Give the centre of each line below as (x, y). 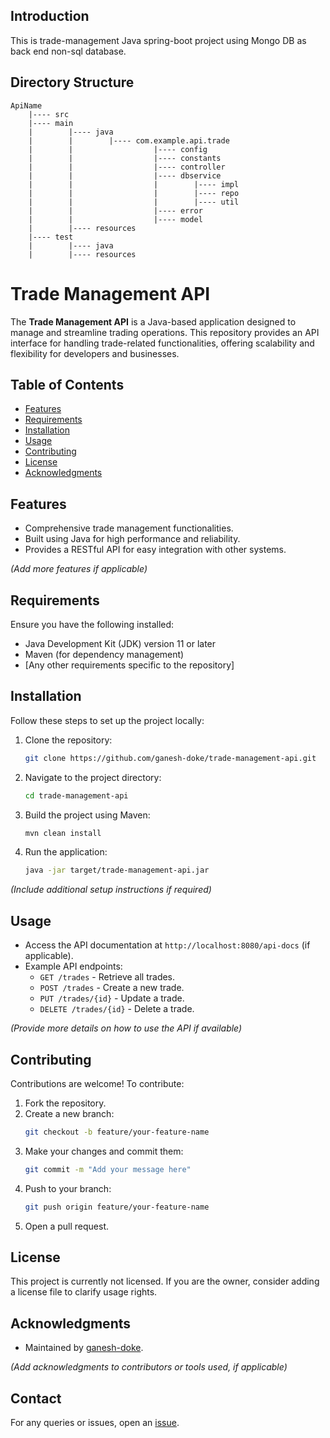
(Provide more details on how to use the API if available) (126, 1028)
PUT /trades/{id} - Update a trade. (112, 998)
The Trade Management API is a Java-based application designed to (153, 321)
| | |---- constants (125, 158)
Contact (36, 1398)
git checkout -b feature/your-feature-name (117, 1132)
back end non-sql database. (68, 51)
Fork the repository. (65, 1103)
